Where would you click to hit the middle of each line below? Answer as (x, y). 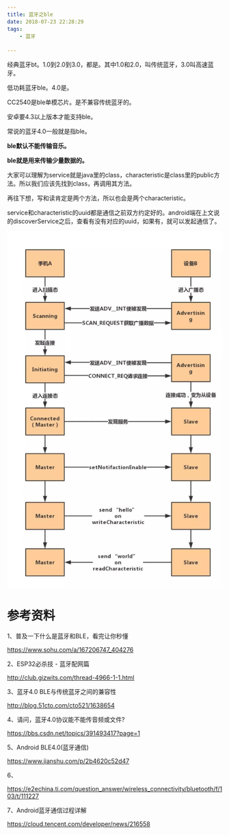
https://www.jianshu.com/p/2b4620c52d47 (68, 761)
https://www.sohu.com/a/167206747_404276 (70, 649)
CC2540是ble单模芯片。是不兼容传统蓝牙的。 (71, 102)
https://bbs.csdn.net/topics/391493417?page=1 (73, 733)
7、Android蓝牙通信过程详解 (47, 810)
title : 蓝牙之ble (30, 14)
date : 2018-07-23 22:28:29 (45, 22)
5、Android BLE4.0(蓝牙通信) (48, 747)
